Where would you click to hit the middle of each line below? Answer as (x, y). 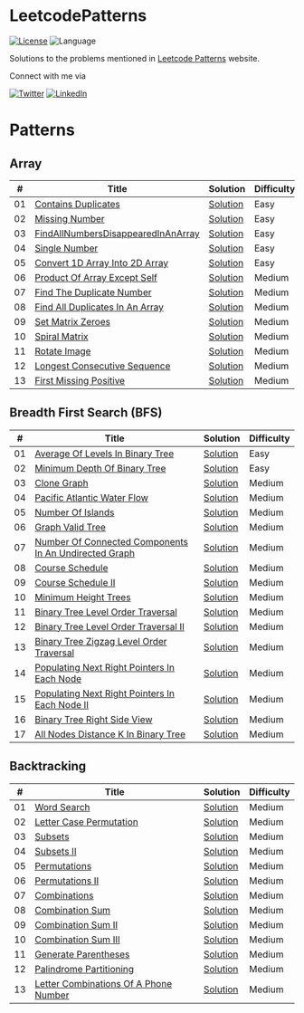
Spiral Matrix (62, 336)
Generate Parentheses (82, 954)
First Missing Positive (80, 380)
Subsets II (56, 851)
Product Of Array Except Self (96, 277)
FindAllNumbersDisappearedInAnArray (118, 234)
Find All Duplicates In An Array (100, 307)
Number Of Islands (75, 512)
